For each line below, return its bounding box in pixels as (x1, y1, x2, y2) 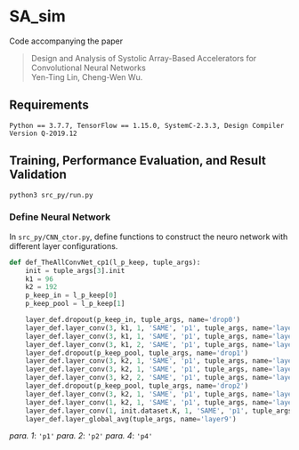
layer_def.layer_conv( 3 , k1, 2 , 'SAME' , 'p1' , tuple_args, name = (25, 340, 273, 349)
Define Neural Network (9, 211, 111, 223)
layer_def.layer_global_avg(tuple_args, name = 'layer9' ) (25, 414, 238, 423)
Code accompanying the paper (9, 36, 124, 46)
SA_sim (9, 6, 66, 27)
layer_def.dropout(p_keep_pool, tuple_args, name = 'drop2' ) (25, 382, 249, 390)
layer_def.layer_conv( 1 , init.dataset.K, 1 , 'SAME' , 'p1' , (25, 406, 249, 415)
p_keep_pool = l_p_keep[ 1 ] (25, 300, 125, 309)
